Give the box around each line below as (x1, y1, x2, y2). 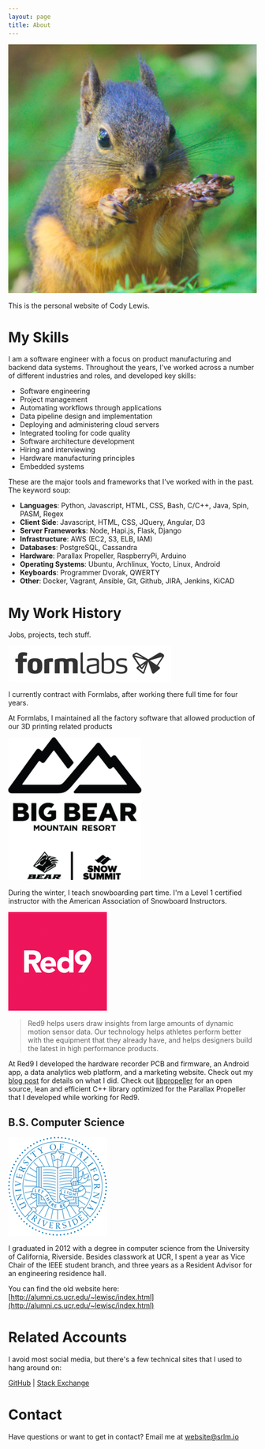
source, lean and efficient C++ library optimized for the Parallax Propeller (8, 1084, 246, 1094)
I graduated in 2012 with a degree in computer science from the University (8, 1244, 250, 1253)
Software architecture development (19, 436, 136, 446)
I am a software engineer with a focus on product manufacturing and (8, 354, 232, 364)
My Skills (8, 328, 69, 346)
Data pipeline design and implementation (19, 411, 153, 421)
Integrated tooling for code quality (19, 429, 131, 438)
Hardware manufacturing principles (19, 454, 136, 463)
